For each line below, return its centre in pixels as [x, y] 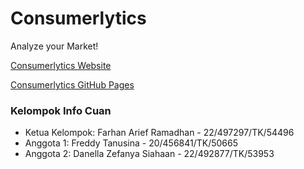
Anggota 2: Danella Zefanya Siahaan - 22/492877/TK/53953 [149, 154]
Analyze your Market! [54, 46]
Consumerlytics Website [61, 65]
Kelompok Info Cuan [61, 110]
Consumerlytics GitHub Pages [72, 84]
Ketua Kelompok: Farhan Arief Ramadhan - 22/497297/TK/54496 [159, 133]
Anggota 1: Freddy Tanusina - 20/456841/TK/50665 [131, 143]
